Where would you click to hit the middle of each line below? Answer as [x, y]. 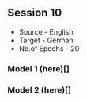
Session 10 [35, 13]
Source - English [46, 31]
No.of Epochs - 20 [49, 48]
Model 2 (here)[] [40, 89]
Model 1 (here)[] [39, 68]
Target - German [46, 40]
